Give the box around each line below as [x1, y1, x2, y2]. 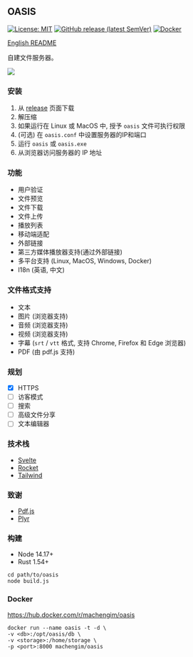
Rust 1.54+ [17, 558, 50, 566]
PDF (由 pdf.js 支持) [17, 347, 75, 356]
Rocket [17, 463, 39, 472]
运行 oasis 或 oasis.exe [17, 139, 87, 148]
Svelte [17, 456, 37, 464]
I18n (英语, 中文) [17, 265, 66, 274]
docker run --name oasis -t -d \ [7, 624, 107, 631]
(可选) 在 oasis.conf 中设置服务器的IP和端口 [17, 131, 147, 139]
